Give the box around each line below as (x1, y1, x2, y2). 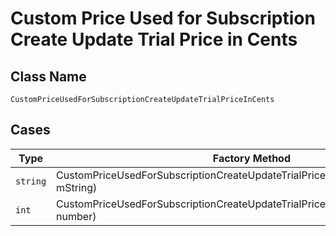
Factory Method (212, 151, 291, 165)
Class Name (10, 68, 87, 85)
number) (56, 209, 97, 223)
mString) (56, 180, 98, 194)
